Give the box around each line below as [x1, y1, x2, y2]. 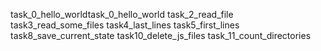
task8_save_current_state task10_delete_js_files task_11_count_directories [10, 30, 312, 41]
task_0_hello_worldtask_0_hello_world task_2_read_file [10, 9, 234, 20]
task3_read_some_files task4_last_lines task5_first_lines [10, 19, 240, 31]
